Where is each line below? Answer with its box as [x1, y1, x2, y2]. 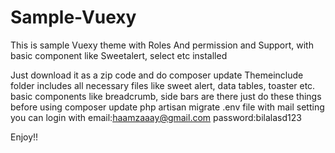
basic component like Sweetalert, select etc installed [10, 49, 228, 61]
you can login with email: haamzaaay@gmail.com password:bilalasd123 [10, 111, 302, 123]
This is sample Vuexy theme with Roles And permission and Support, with [10, 39, 314, 51]
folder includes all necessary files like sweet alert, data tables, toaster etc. [10, 79, 316, 91]
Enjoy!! [10, 131, 39, 143]
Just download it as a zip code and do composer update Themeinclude [10, 69, 304, 81]
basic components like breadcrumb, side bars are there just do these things [10, 90, 322, 102]
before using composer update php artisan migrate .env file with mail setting [10, 101, 325, 113]
